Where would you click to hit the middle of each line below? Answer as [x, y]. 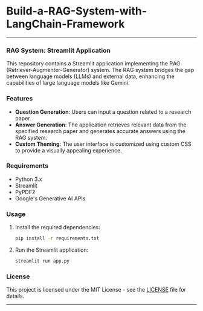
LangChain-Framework [66, 24]
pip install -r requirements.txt [57, 238]
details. [15, 296]
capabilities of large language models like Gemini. [68, 83]
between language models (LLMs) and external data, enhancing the [91, 76]
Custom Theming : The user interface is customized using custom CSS [103, 144]
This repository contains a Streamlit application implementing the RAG [93, 64]
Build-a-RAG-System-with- [76, 11]
